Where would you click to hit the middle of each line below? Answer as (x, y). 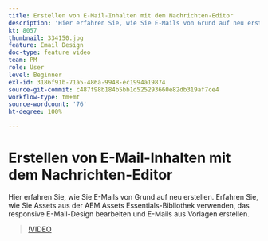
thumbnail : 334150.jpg (46, 38)
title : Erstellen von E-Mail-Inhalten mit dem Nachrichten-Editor (121, 16)
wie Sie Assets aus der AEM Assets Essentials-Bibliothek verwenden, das (129, 205)
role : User (26, 68)
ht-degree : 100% (35, 112)
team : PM (23, 60)
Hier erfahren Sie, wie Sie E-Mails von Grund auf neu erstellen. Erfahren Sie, (134, 196)
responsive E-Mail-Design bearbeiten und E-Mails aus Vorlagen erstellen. (129, 214)
